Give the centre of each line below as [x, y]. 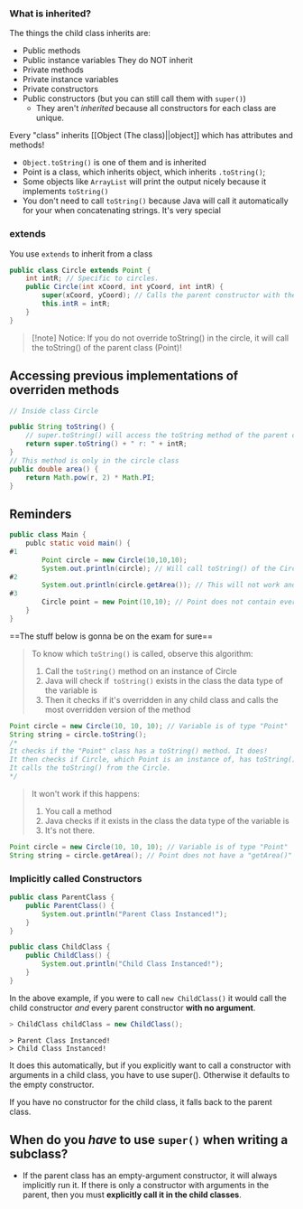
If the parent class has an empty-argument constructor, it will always [150, 1176]
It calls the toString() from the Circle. [90, 768]
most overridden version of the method [118, 709]
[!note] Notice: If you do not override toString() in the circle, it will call [160, 338]
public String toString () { [62, 427]
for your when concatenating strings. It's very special [121, 211]
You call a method [78, 811]
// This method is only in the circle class [94, 460]
